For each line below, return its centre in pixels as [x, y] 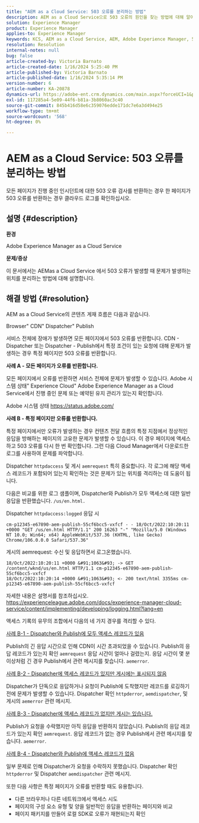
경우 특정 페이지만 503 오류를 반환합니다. [69, 353]
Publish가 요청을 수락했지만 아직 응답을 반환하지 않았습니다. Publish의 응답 [93, 726]
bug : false [20, 56]
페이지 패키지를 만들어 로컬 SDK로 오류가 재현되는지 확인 [80, 814]
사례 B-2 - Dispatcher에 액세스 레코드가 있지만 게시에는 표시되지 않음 [86, 673]
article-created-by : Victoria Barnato [54, 61]
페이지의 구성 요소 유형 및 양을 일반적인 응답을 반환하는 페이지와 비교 [94, 806]
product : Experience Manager [42, 28]
